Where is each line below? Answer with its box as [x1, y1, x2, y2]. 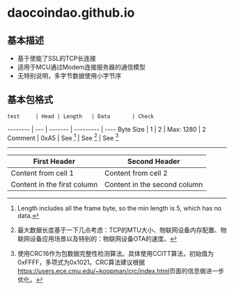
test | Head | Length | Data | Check [7, 113, 155, 120]
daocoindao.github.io [7, 5, 135, 21]
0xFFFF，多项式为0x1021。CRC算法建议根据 [17, 258, 146, 266]
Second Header [127, 157, 180, 167]
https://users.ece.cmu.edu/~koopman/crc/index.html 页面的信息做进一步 [17, 267, 225, 275]
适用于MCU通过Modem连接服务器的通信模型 [17, 63, 146, 71]
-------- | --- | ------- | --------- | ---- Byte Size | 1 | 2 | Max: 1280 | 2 [7, 125, 207, 133]
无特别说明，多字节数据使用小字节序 [17, 72, 122, 79]
